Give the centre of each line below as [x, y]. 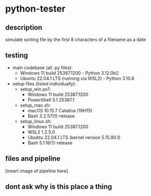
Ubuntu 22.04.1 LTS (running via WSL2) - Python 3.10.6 [77, 78]
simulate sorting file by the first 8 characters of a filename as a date [76, 39]
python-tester [35, 9]
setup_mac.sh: [35, 105]
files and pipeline [33, 159]
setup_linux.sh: [36, 121]
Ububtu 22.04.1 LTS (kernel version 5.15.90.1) [74, 137]
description [24, 28]
